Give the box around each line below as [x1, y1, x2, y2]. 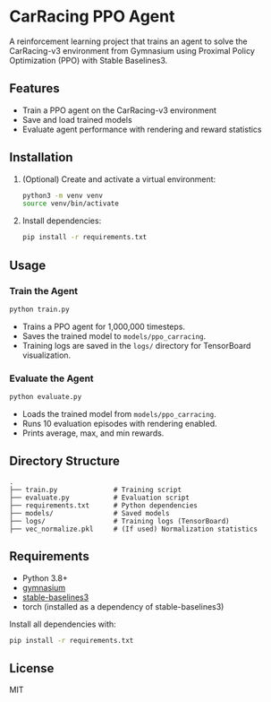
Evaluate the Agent [9, 372, 94, 385]
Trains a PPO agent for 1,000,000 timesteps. [21, 321, 186, 332]
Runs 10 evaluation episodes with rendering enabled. [21, 418, 217, 429]
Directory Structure [9, 454, 121, 469]
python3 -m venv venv [21, 191, 104, 200]
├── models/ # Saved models [9, 508, 170, 517]
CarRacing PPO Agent [9, 6, 175, 27]
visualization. [21, 350, 72, 360]
